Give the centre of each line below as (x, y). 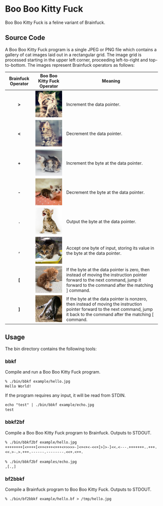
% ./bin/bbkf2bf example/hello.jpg (41, 442)
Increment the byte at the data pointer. (105, 163)
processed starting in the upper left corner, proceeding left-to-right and (76, 60)
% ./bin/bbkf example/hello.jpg (38, 382)
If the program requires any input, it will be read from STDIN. (65, 395)
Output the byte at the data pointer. (101, 221)
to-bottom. (16, 65)
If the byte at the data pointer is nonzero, (107, 299)
